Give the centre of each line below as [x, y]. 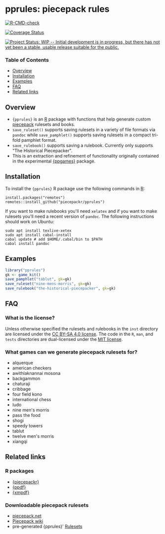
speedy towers [27, 426]
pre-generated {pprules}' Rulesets [47, 527]
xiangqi [20, 442]
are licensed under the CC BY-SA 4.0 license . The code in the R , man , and [79, 334]
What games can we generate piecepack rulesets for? [71, 352]
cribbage [21, 389]
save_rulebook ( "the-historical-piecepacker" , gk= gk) [61, 288]
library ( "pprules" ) [25, 270]
